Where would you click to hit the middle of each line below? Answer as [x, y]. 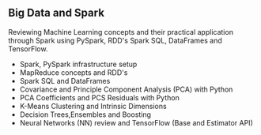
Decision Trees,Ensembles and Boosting [85, 114]
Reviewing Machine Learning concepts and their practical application [121, 32]
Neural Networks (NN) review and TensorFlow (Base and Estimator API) [136, 122]
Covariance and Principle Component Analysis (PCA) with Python [126, 89]
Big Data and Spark [57, 13]
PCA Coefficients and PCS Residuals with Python [99, 97]
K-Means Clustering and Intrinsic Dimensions [93, 106]
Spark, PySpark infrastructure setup [78, 64]
